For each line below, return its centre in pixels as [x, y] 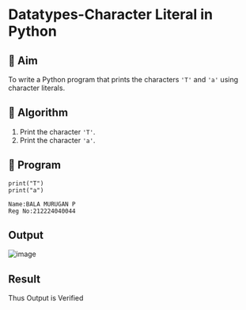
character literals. [37, 88]
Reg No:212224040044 [42, 211]
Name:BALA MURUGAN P [42, 204]
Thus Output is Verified [46, 298]
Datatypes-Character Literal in [111, 15]
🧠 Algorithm [38, 113]
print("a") [26, 190]
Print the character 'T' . [57, 131]
